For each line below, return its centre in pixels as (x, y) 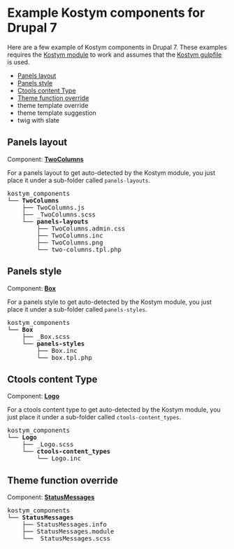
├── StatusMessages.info (64, 524)
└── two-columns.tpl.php (79, 249)
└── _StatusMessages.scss (66, 538)
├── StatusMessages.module (68, 531)
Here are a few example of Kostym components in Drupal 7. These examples (117, 47)
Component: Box (31, 288)
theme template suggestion (57, 113)
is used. (19, 62)
